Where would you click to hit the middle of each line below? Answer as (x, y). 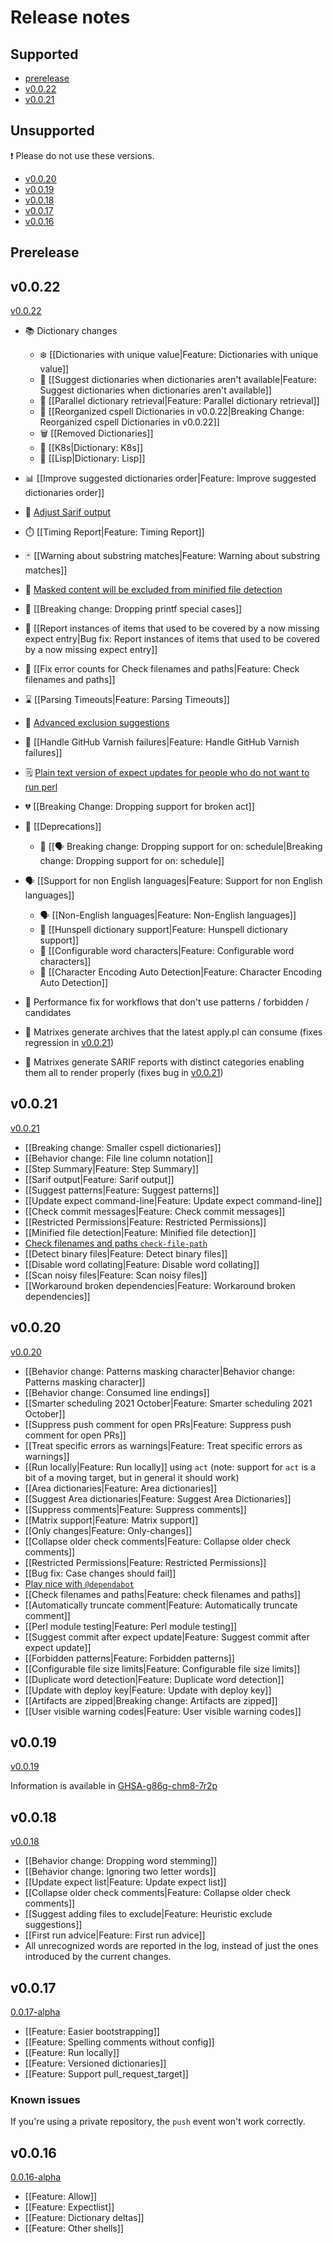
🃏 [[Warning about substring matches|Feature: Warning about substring (172, 556)
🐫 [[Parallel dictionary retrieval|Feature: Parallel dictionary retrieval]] (179, 401)
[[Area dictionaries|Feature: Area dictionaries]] (120, 1488)
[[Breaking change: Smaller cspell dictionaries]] (123, 1147)
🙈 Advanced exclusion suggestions (97, 723)
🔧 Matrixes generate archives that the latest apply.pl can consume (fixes (173, 1032)
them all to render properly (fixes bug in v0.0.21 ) (124, 1073)
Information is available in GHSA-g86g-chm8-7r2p (114, 1786)
